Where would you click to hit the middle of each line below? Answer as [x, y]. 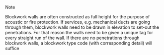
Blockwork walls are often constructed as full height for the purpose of [78, 17]
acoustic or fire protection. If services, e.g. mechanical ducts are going [78, 22]
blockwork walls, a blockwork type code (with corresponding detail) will [79, 43]
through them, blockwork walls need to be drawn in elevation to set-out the [82, 27]
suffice [12, 48]
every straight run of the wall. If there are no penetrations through [73, 38]
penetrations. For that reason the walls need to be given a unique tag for [79, 32]
